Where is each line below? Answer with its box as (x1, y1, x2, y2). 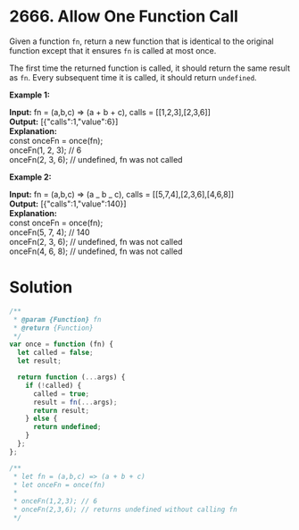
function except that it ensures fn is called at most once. (9, 45, 217, 55)
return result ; (32, 406, 90, 415)
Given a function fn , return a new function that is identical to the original (9, 36, 274, 46)
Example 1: (9, 89, 51, 100)
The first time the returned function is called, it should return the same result (9, 63, 290, 73)
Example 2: (9, 172, 52, 182)
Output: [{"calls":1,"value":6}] (9, 116, 119, 127)
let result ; (17, 357, 62, 366)
